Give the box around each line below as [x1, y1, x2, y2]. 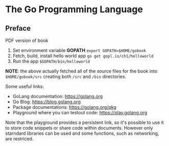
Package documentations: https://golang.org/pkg [12, 104, 116, 110]
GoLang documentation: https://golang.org [12, 93, 103, 99]
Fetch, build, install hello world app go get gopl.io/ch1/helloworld [12, 53, 154, 59]
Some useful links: [5, 83, 44, 89]
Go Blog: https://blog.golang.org [12, 99, 81, 105]
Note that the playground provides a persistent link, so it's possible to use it [5, 119, 164, 126]
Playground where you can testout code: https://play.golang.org [12, 110, 148, 115]
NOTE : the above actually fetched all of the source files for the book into [5, 68, 158, 74]
